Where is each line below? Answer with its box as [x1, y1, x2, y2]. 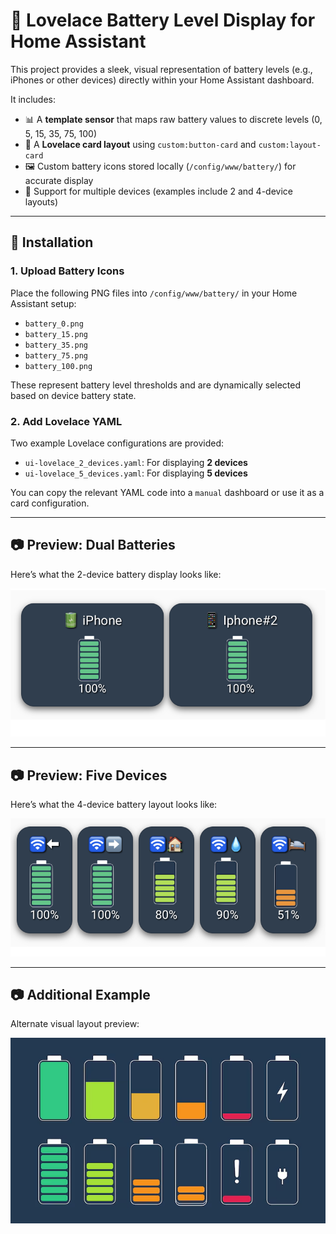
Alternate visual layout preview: [10, 1018, 140, 1030]
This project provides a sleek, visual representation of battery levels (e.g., [10, 63, 313, 75]
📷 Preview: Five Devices [10, 767, 168, 784]
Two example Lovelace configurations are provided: [10, 437, 225, 449]
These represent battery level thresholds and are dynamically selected [10, 379, 301, 391]
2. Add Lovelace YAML [10, 414, 123, 428]
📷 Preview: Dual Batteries [10, 537, 176, 554]
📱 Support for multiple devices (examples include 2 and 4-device [24, 185, 293, 197]
